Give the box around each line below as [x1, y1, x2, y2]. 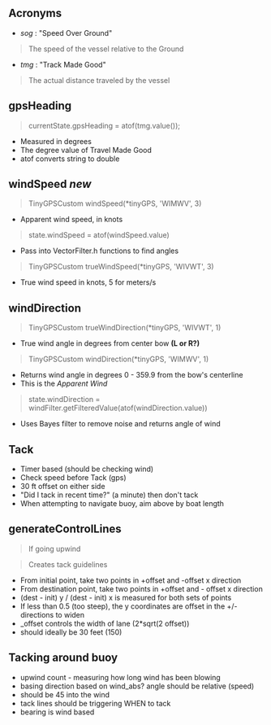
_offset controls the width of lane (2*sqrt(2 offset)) [19, 618, 190, 628]
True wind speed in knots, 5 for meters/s [19, 277, 157, 287]
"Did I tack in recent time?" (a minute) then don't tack [19, 490, 199, 500]
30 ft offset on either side [19, 482, 105, 491]
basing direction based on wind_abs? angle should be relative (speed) [19, 681, 255, 691]
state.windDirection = [28, 395, 101, 404]
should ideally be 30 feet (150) [19, 627, 123, 637]
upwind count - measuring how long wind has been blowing [19, 672, 221, 682]
